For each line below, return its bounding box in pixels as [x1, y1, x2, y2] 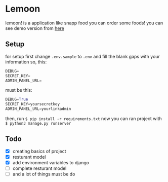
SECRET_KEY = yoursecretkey [5, 102, 60, 107]
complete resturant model [12, 165, 67, 171]
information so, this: [5, 59, 47, 65]
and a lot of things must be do [12, 171, 75, 177]
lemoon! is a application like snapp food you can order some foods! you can [5, 20, 163, 26]
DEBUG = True [5, 97, 28, 102]
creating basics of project [12, 148, 67, 154]
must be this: [5, 87, 32, 93]
